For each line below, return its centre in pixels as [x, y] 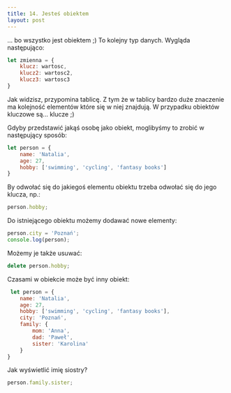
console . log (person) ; [39, 240]
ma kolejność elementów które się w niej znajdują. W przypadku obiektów [113, 107]
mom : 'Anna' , [51, 331]
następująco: [26, 47]
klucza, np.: [24, 194]
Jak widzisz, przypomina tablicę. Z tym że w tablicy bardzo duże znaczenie [116, 99]
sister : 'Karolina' [61, 344]
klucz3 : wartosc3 [45, 80]
